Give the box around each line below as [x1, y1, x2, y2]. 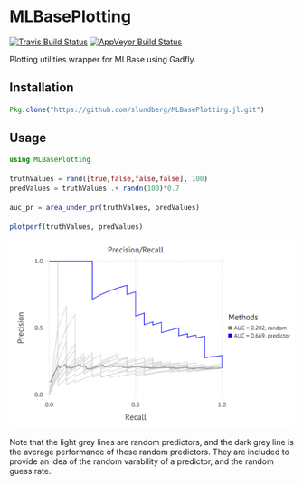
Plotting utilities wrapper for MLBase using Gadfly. [9, 53, 196, 64]
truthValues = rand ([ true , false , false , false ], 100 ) [9, 175, 208, 184]
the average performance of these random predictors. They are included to [9, 446, 289, 457]
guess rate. [9, 465, 52, 476]
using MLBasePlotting [9, 156, 91, 165]
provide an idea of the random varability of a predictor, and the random [9, 455, 274, 467]
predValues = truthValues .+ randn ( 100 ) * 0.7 [9, 184, 180, 194]
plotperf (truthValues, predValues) [9, 222, 144, 232]
